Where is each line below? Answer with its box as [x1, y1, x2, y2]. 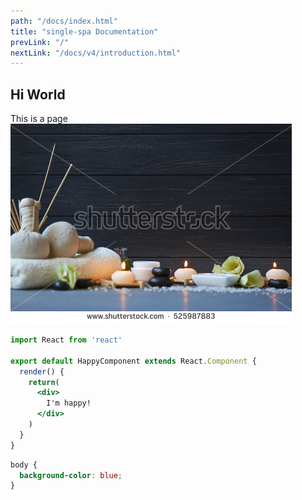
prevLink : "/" [10, 37, 70, 47]
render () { [19, 366, 65, 377]
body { [10, 460, 38, 470]
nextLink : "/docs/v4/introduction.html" [10, 48, 182, 58]
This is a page [10, 113, 68, 125]
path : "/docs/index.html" [10, 16, 118, 26]
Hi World [10, 86, 66, 103]
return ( [28, 377, 60, 387]
